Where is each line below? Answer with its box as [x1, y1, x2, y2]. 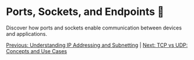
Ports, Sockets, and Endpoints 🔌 [6, 5, 164, 18]
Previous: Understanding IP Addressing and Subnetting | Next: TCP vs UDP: [6, 42, 188, 48]
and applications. [6, 30, 48, 37]
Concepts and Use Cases [6, 47, 67, 54]
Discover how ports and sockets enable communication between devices [6, 24, 182, 31]
